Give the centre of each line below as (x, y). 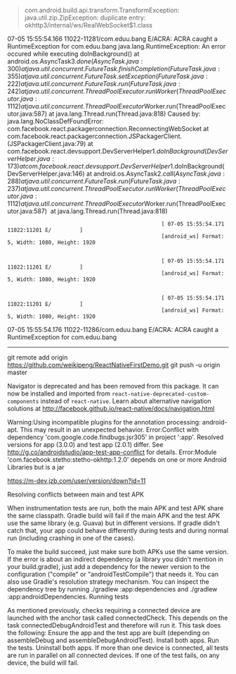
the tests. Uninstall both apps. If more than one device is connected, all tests (118, 648)
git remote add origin (38, 357)
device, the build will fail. (43, 663)
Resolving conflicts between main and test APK (76, 494)
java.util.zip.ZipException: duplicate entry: (85, 18)
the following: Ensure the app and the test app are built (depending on (109, 633)
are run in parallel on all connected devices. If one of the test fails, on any (113, 655)
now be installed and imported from (59, 393)
